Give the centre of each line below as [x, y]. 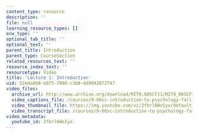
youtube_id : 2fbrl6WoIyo [42, 122]
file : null [20, 23]
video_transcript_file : [41, 111]
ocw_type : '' [22, 34]
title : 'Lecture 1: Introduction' [49, 78]
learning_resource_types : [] [42, 28]
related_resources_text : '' [41, 61]
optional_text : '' [29, 45]
